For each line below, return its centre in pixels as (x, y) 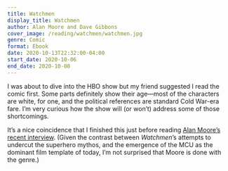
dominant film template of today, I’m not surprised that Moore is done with (114, 152)
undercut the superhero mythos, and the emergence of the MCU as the (110, 144)
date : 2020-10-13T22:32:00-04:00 (56, 53)
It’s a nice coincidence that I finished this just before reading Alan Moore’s (114, 129)
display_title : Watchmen (43, 20)
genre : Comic (26, 40)
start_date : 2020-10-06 (42, 60)
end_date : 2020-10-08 (39, 66)
